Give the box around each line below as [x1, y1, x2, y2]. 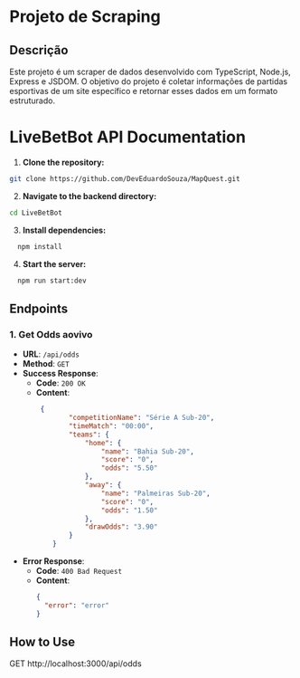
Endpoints [9, 301, 69, 316]
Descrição [9, 43, 69, 58]
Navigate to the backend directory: [22, 190, 157, 201]
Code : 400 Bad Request [35, 566, 123, 576]
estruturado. [9, 95, 56, 106]
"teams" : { [68, 430, 110, 439]
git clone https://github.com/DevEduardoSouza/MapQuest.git [9, 174, 241, 183]
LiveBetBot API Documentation [9, 127, 247, 148]
